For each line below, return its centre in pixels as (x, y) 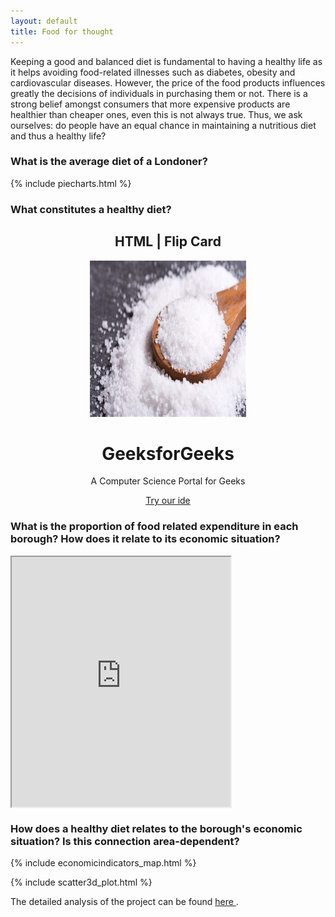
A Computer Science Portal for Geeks (168, 481)
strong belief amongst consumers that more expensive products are (150, 104)
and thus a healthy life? (58, 136)
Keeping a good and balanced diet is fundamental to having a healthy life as (166, 61)
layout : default (44, 21)
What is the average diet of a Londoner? (109, 162)
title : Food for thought (62, 31)
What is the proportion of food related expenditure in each (154, 527)
